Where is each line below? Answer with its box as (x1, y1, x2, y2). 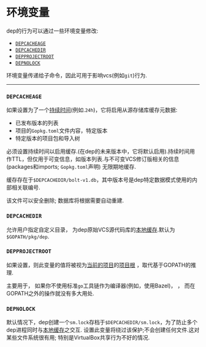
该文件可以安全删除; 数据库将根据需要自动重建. (6, 197, 124, 205)
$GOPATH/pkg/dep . (6, 233, 50, 240)
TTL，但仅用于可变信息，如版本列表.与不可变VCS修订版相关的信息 (11, 155, 180, 163)
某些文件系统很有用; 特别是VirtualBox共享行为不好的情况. (6, 334, 150, 341)
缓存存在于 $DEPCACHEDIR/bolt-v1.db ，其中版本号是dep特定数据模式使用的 (6, 176, 192, 184)
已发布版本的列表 (15, 119, 59, 127)
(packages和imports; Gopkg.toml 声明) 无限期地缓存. (6, 163, 137, 171)
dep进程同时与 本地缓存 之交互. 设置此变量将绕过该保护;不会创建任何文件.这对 (6, 326, 200, 333)
